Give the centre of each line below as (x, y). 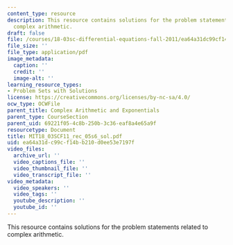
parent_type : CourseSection (48, 117)
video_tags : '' (35, 194)
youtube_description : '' (49, 201)
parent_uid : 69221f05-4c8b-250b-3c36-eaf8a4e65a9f (82, 123)
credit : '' (29, 71)
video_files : (26, 149)
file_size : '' (28, 46)
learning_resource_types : (44, 85)
